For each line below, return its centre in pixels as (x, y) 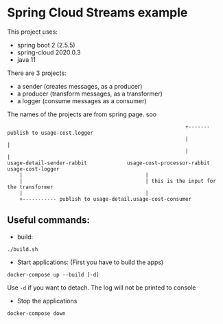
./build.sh (23, 249)
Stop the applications (47, 301)
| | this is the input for (118, 181)
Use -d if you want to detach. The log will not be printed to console (102, 288)
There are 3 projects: (37, 73)
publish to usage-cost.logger (50, 133)
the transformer (30, 187)
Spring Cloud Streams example (97, 13)
